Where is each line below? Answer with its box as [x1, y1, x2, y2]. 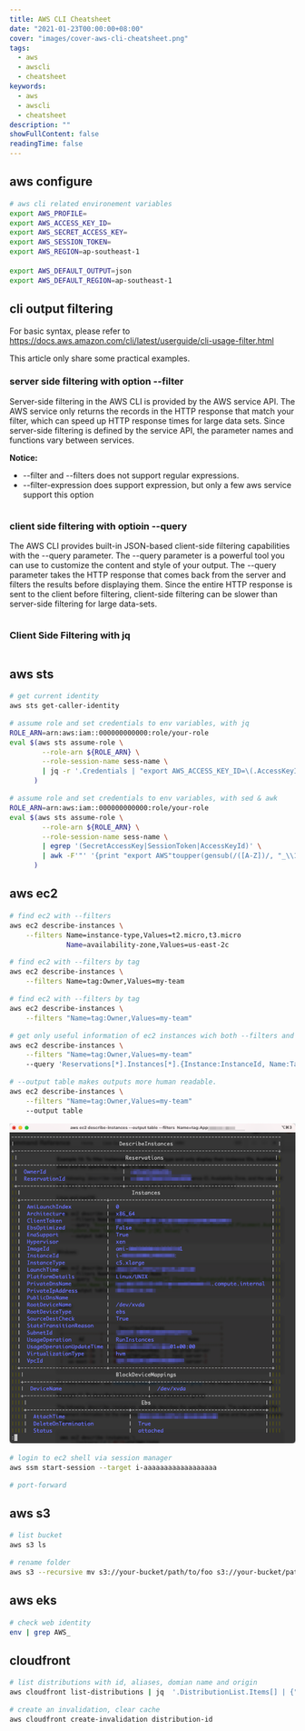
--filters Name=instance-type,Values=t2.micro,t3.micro [25, 930, 242, 940]
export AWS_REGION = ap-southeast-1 [9, 247, 141, 256]
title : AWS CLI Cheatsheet [9, 15, 112, 24]
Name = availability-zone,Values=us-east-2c [66, 940, 230, 949]
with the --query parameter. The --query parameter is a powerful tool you [9, 550, 286, 561]
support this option [22, 489, 94, 500]
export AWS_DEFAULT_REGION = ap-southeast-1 [9, 275, 172, 285]
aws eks [9, 1593, 57, 1608]
